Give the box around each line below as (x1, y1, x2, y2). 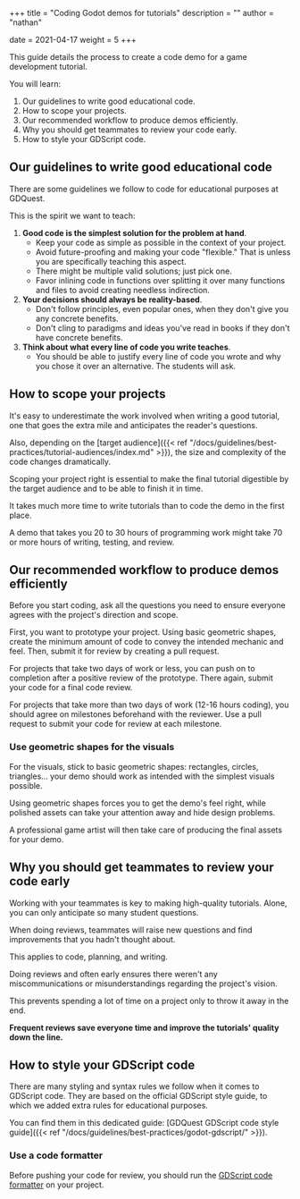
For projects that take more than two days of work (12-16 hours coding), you (9, 699, 289, 710)
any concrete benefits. (35, 313, 119, 324)
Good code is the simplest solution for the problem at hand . (21, 227, 247, 238)
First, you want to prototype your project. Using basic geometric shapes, (9, 627, 277, 637)
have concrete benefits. (35, 332, 123, 342)
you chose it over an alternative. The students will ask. (35, 360, 237, 371)
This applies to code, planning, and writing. (9, 951, 168, 962)
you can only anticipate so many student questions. (9, 907, 199, 917)
